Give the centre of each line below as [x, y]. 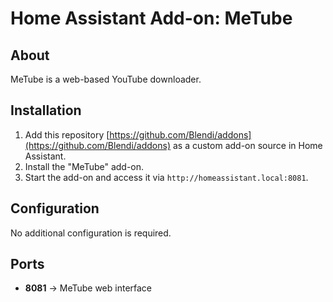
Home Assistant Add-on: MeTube [151, 18]
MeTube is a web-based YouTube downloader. [106, 79]
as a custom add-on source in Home [247, 145]
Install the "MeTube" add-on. [84, 166]
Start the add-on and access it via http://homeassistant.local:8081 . [166, 177]
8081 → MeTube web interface [88, 288]
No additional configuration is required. [91, 233]
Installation [46, 110]
